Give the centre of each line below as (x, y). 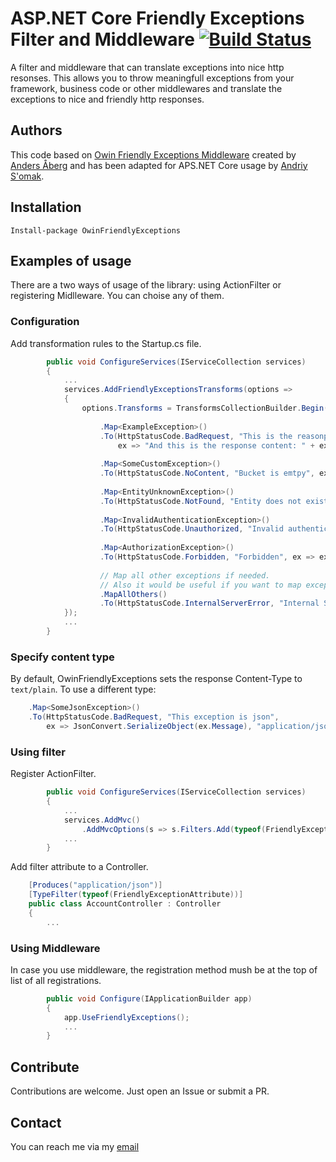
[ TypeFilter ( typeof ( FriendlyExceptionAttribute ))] (136, 895)
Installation (46, 207)
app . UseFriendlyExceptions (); (126, 1017)
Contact (36, 1122)
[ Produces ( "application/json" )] (95, 885)
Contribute (45, 1067)
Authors (36, 130)
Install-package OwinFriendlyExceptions (96, 230)
